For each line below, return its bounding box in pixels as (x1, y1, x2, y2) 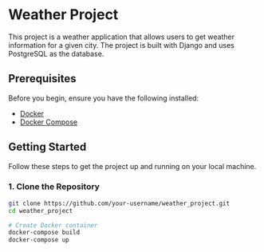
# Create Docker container (8, 221, 98, 229)
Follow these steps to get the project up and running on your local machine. (8, 161, 257, 171)
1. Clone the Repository (8, 181, 100, 192)
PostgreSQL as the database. (8, 49, 104, 58)
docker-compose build (8, 229, 81, 237)
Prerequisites (8, 72, 77, 85)
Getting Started (8, 140, 87, 154)
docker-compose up (8, 236, 69, 244)
